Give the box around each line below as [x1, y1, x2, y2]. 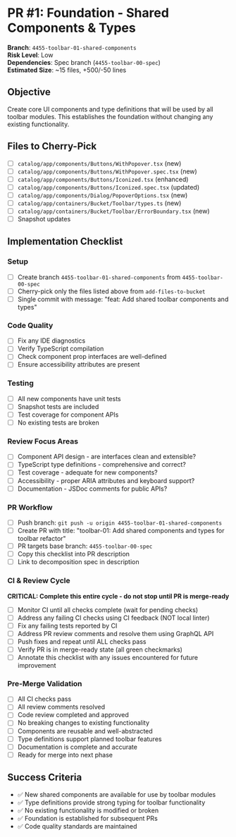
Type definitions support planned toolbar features [17, 735, 162, 743]
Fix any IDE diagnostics [17, 336, 86, 345]
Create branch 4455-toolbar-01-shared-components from [17, 273, 181, 281]
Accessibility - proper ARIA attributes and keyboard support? [17, 476, 195, 484]
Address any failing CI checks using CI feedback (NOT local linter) [17, 613, 210, 622]
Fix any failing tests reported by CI [17, 621, 118, 630]
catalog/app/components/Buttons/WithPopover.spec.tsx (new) [17, 167, 197, 176]
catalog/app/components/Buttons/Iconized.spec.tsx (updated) [17, 183, 200, 191]
